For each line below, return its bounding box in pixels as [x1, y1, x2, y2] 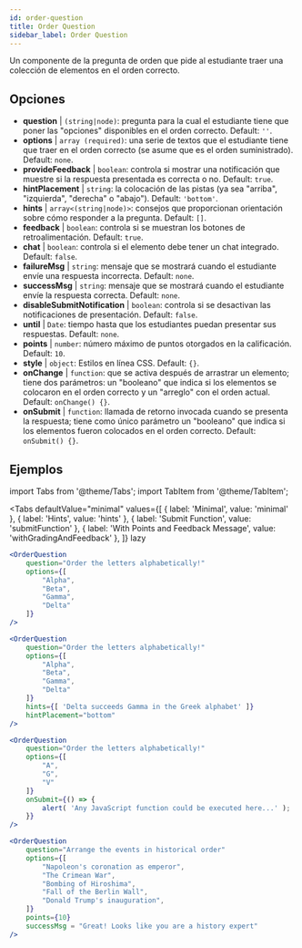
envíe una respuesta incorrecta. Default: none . [22, 271, 195, 282]
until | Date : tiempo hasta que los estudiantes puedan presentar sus [22, 319, 277, 330]
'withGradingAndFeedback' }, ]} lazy [9, 532, 146, 543]
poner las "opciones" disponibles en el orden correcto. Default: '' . [22, 125, 273, 137]
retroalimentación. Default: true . [22, 232, 144, 242]
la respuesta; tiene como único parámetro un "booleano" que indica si [22, 416, 286, 427]
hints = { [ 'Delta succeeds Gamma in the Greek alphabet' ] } [25, 702, 255, 711]
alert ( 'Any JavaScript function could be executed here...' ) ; [42, 803, 291, 812]
